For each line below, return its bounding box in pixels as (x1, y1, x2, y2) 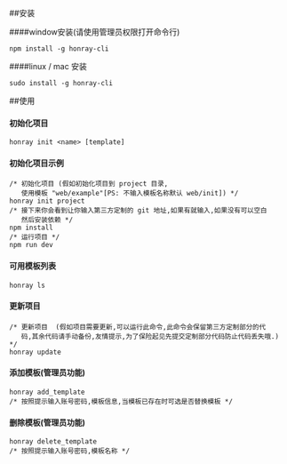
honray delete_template (9, 437, 98, 446)
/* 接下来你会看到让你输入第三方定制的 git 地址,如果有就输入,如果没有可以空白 (9, 206, 267, 215)
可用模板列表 (9, 260, 56, 271)
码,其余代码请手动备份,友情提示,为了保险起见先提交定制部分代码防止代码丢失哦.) (20, 332, 280, 340)
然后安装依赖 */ (20, 216, 74, 225)
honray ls (9, 281, 46, 290)
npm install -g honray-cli (9, 44, 109, 53)
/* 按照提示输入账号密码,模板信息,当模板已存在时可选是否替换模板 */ (9, 397, 234, 406)
